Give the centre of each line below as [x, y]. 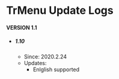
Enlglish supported [56, 69]
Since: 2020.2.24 [45, 56]
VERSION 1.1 [22, 27]
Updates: [35, 63]
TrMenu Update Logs [60, 11]
